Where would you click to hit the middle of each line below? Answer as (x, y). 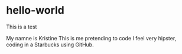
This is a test (22, 27)
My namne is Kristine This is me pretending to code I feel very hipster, (91, 38)
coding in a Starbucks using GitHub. (50, 45)
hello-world (35, 10)
